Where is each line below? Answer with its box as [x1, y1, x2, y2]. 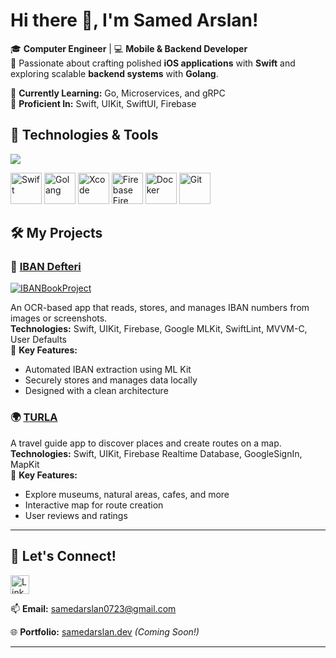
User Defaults [10, 334, 67, 346]
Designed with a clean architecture [24, 385, 169, 397]
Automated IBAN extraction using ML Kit [24, 364, 192, 376]
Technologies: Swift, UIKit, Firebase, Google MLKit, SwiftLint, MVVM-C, [10, 323, 308, 335]
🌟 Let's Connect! [10, 548, 117, 565]
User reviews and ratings [24, 509, 128, 521]
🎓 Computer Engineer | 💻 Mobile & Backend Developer [10, 42, 248, 54]
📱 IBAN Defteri [10, 260, 82, 274]
